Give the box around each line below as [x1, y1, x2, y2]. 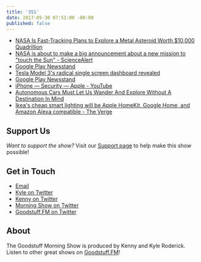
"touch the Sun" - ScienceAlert [15, 56, 93, 64]
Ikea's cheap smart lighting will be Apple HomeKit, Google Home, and [15, 102, 191, 109]
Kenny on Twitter [15, 196, 58, 202]
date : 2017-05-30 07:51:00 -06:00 [6, 15, 94, 21]
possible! [6, 149, 29, 156]
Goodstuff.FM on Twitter [15, 208, 77, 215]
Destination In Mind [15, 95, 64, 102]
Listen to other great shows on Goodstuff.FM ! [6, 248, 121, 256]
